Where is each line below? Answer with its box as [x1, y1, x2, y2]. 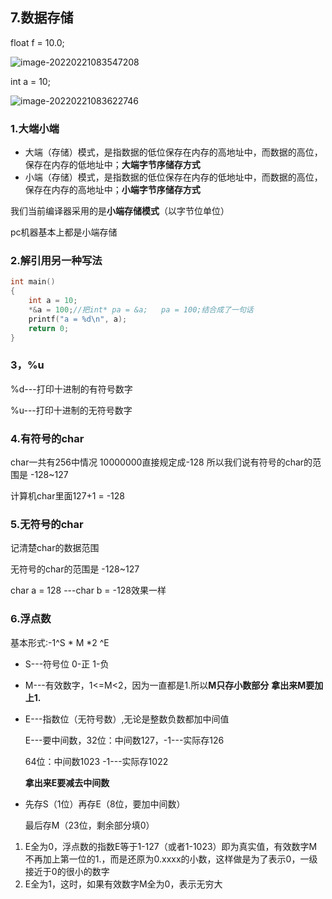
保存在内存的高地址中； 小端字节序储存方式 [24, 184, 201, 196]
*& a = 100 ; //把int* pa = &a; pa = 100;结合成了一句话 [28, 305, 254, 315]
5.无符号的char [10, 518, 84, 532]
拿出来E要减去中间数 [24, 776, 110, 788]
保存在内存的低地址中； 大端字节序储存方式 [24, 159, 201, 171]
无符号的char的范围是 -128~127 [10, 563, 140, 575]
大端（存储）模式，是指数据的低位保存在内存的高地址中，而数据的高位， [24, 146, 323, 158]
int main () [10, 277, 56, 287]
